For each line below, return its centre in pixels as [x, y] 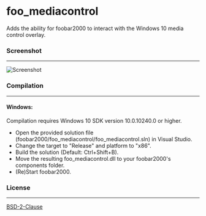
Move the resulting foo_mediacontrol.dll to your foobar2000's [93, 158]
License [18, 187]
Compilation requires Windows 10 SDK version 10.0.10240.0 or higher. [94, 120]
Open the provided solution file [54, 133]
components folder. [40, 165]
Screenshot [24, 50]
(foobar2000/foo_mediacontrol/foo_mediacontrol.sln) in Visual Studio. [104, 139]
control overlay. [26, 34]
